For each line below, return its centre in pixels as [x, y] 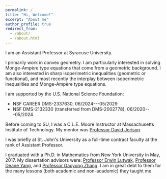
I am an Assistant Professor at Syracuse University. [59, 52]
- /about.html [25, 39]
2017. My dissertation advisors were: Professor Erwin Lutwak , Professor [81, 160]
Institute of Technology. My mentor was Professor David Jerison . [73, 129]
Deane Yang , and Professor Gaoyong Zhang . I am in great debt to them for [83, 165]
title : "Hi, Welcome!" [29, 15]
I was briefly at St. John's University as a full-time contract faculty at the [81, 139]
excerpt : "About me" [27, 19]
